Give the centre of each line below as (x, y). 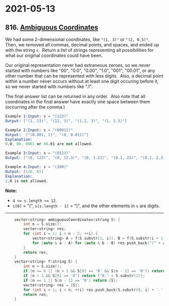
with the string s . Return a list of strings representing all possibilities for (79, 50)
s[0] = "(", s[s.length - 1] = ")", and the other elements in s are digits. (86, 206)
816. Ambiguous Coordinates (52, 27)
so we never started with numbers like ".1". (49, 87)
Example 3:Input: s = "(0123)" (38, 153)
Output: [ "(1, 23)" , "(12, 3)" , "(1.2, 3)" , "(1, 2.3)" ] (66, 121)
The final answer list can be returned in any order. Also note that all (75, 96)
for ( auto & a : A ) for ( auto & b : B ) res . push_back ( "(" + (96, 243)
